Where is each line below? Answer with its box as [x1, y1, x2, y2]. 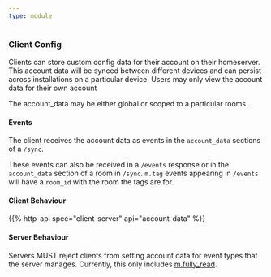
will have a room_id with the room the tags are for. [8, 177, 174, 187]
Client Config [8, 38, 62, 50]
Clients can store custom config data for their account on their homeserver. [8, 57, 260, 67]
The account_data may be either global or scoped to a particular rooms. [8, 98, 248, 108]
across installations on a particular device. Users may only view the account [8, 74, 263, 84]
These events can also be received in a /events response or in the [8, 160, 230, 170]
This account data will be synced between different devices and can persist [8, 66, 262, 76]
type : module [8, 11, 53, 20]
